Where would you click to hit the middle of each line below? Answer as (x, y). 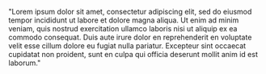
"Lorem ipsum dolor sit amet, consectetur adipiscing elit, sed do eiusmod (130, 12)
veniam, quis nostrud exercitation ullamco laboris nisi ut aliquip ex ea (123, 29)
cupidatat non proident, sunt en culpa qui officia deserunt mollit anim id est (133, 54)
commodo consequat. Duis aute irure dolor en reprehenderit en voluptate (130, 37)
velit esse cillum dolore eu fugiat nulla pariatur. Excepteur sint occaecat (127, 46)
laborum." (25, 63)
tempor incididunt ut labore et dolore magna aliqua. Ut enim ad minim (124, 20)
